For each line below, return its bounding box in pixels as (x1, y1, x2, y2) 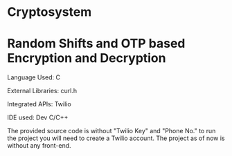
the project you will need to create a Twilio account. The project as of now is (7, 134, 225, 142)
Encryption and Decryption (7, 50, 166, 66)
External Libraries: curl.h (7, 87, 78, 95)
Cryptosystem (7, 4, 92, 20)
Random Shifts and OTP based (7, 36, 186, 52)
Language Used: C (7, 73, 61, 81)
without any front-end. (7, 142, 71, 150)
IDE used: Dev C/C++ (7, 113, 69, 121)
